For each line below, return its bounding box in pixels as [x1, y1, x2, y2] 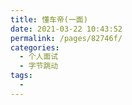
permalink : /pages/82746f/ [10, 33, 123, 43]
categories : [10, 42, 60, 53]
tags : [10, 71, 33, 81]
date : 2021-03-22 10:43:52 [10, 24, 123, 34]
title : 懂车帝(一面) [10, 14, 88, 25]
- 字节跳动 [19, 61, 59, 71]
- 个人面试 [19, 52, 59, 62]
